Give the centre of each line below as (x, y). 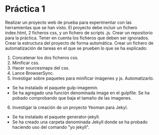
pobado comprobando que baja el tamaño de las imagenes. (72, 98)
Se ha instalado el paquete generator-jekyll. (56, 117)
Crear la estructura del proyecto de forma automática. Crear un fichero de (79, 43)
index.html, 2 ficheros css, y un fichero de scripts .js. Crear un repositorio (79, 33)
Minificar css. (26, 63)
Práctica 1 (25, 9)
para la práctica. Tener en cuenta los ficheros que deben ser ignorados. (77, 38)
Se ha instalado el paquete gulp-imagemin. (55, 87)
